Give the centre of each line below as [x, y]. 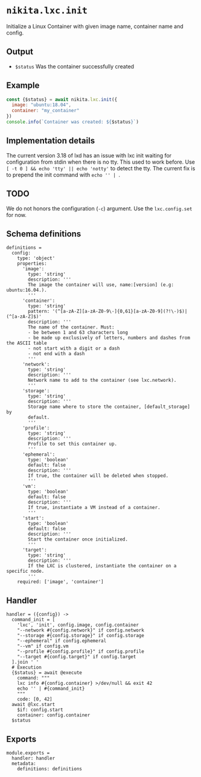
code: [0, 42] [35, 699]
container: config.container [54, 715]
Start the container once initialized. [78, 539]
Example [23, 86]
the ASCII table [27, 343]
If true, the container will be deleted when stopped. [98, 476]
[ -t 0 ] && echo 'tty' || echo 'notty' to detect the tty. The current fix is [101, 168]
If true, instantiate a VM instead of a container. [94, 508]
